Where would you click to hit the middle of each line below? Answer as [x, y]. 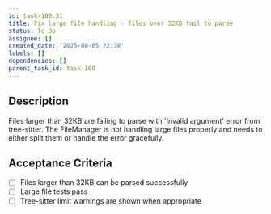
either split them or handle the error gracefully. [86, 137]
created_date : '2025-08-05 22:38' [67, 46]
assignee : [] [30, 38]
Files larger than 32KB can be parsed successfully [104, 183]
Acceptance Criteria [60, 163]
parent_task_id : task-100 [52, 69]
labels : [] [27, 53]
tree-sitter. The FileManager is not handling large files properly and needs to [135, 129]
